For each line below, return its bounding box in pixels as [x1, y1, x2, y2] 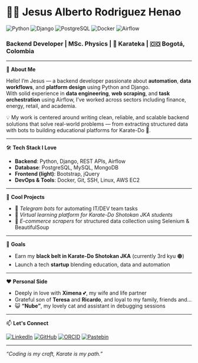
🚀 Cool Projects [6, 194, 45, 201]
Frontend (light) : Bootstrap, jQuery [14, 171, 100, 178]
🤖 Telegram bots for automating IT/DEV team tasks [14, 205, 138, 212]
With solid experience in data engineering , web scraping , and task [6, 90, 170, 97]
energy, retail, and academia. [6, 103, 77, 110]
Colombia [6, 47, 34, 55]
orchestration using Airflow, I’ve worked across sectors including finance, [6, 96, 187, 103]
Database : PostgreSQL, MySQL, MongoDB [14, 164, 119, 171]
